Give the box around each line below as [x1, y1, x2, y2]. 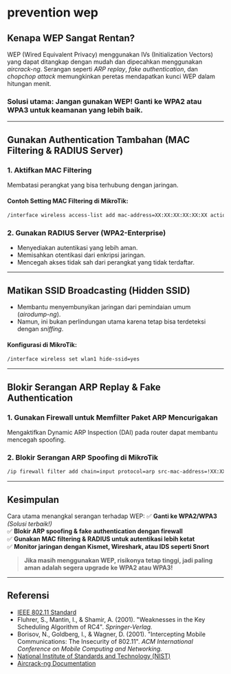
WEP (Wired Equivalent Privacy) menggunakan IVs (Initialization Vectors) [7, 50, 213, 58]
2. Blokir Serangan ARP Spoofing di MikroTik [7, 452, 158, 462]
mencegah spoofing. [7, 435, 66, 444]
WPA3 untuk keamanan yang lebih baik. [7, 105, 143, 115]
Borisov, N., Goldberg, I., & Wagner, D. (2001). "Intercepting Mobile [16, 630, 206, 638]
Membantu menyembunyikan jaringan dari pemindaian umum [16, 303, 191, 311]
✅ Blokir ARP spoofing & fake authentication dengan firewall [7, 527, 184, 535]
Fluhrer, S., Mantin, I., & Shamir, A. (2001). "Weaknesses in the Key [16, 615, 206, 623]
